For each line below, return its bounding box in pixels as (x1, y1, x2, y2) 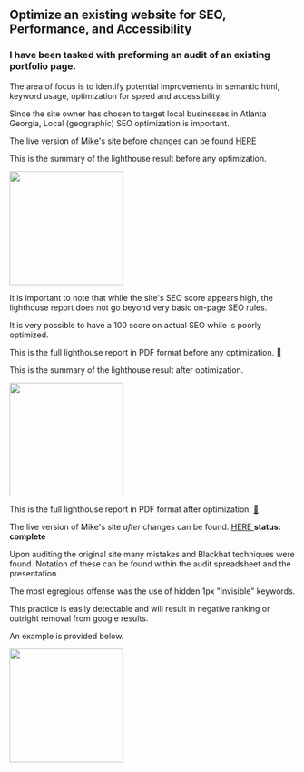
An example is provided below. (9, 630, 124, 641)
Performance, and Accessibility (9, 22, 192, 37)
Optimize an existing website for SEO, (9, 7, 227, 23)
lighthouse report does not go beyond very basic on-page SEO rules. (9, 302, 268, 313)
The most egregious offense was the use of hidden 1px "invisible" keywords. (9, 586, 296, 597)
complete (9, 531, 46, 542)
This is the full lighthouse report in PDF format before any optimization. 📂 (9, 346, 282, 357)
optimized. (9, 329, 49, 340)
